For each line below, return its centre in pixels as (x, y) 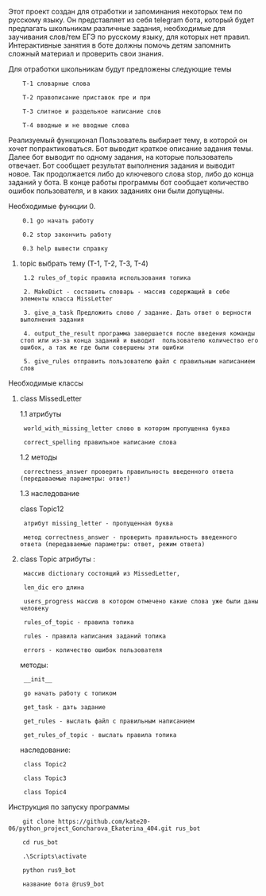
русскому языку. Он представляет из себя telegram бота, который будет (131, 20)
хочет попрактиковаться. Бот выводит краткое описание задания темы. (131, 149)
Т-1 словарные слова (56, 83)
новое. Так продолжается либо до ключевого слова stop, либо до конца (131, 174)
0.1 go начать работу (58, 221)
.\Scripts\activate (55, 856)
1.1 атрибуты (40, 414)
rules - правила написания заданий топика (95, 636)
